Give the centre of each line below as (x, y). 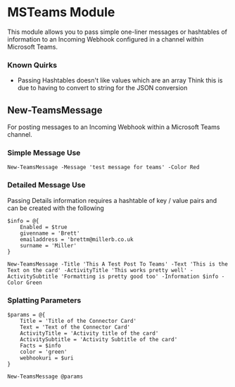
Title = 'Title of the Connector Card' (78, 321)
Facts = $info (40, 345)
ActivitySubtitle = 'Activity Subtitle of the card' (99, 339)
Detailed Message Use (46, 185)
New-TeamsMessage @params (45, 376)
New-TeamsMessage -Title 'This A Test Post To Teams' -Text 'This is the (118, 264)
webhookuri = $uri (47, 358)
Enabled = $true (44, 227)
